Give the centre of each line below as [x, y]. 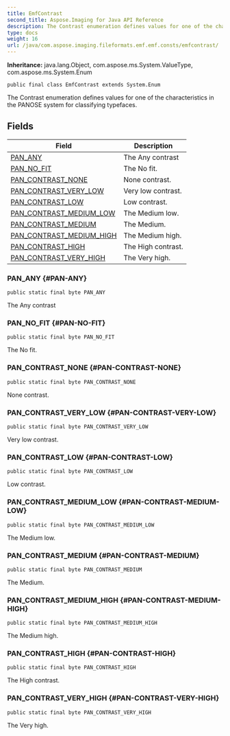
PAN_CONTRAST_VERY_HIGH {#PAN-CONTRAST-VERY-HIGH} [113, 698]
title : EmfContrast [35, 13]
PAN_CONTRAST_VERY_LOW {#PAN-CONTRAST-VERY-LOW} [112, 413]
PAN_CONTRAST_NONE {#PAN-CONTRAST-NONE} [94, 368]
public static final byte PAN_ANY [56, 292]
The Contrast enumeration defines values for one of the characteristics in [111, 97]
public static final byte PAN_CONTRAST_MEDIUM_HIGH [82, 623]
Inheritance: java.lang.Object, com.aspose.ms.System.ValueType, [100, 65]
